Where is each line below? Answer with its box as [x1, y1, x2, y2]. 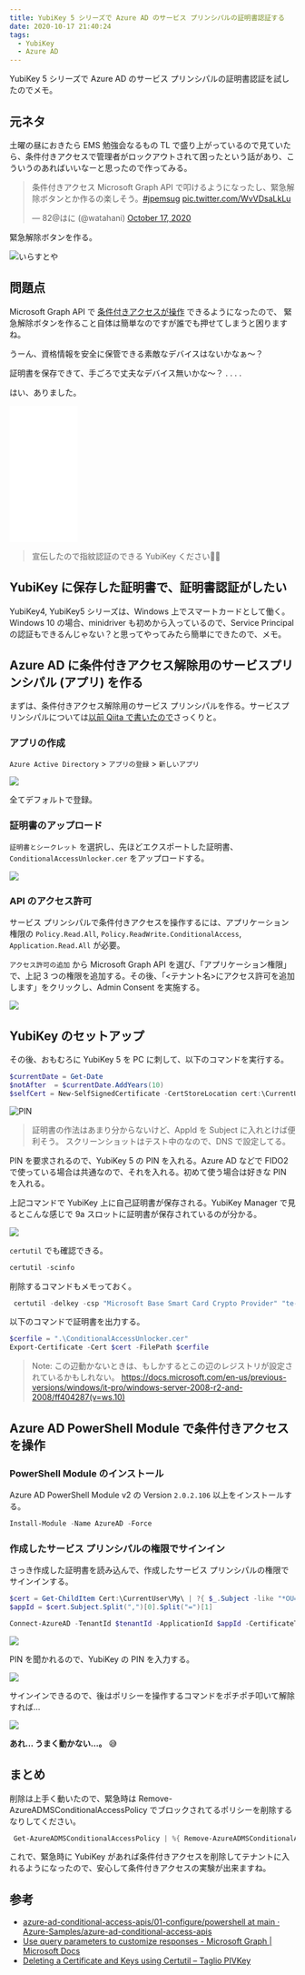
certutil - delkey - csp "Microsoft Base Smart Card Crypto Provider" [13, 1298, 279, 1308]
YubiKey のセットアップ [9, 1028, 145, 1043]
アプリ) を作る [64, 674, 143, 690]
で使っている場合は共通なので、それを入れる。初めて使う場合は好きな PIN [9, 1166, 287, 1177]
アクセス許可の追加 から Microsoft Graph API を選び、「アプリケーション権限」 [9, 959, 292, 970]
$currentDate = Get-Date [9, 1073, 103, 1082]
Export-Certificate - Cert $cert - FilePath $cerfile [9, 1343, 209, 1352]
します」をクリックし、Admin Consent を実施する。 [9, 982, 205, 993]
